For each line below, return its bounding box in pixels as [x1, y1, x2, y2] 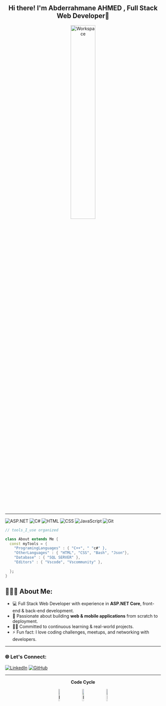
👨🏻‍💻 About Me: [5, 587, 53, 595]
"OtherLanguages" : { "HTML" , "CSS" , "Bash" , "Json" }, [14, 551, 129, 556]
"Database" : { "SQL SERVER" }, [14, 555, 81, 560]
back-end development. [25, 608, 74, 614]
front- [142, 601, 155, 607]
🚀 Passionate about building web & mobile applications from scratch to [12, 613, 158, 619]
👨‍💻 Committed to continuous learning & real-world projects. [12, 624, 134, 630]
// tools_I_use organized [5, 527, 58, 533]
